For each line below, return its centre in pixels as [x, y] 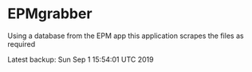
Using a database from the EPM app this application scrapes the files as [126, 36]
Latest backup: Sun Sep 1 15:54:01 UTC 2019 [81, 59]
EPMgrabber [50, 14]
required [22, 44]
